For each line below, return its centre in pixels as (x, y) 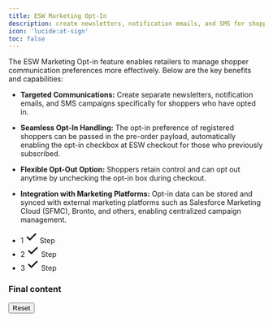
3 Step (38, 268)
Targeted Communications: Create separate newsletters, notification (136, 95)
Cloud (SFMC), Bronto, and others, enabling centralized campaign (130, 211)
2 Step (38, 255)
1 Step (37, 241)
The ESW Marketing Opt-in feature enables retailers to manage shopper (129, 62)
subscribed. (40, 154)
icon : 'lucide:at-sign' (49, 31)
